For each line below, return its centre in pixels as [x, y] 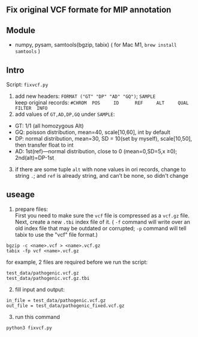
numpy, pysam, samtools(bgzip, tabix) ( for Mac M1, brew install [96, 45]
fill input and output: [40, 289]
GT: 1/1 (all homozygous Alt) [49, 126]
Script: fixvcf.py [27, 85]
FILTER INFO [31, 108]
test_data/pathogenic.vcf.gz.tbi [48, 278]
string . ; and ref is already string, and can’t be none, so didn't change [102, 176]
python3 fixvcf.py [29, 328]
